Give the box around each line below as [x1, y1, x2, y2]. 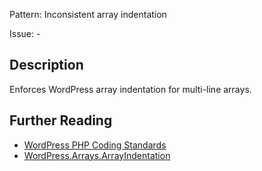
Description [9, 57, 84, 74]
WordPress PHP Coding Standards [23, 139, 167, 151]
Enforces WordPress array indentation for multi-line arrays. [9, 83, 252, 95]
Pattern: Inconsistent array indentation [9, 9, 167, 20]
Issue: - [9, 28, 41, 39]
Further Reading [9, 112, 113, 129]
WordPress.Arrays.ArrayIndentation [23, 149, 171, 161]
